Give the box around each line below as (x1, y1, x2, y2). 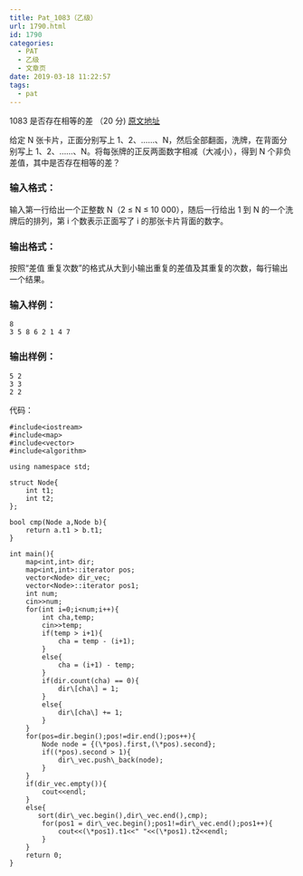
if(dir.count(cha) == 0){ (42, 676, 140, 685)
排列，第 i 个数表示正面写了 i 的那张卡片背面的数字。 (33, 215, 229, 226)
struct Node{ (9, 477, 59, 487)
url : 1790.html (9, 22, 67, 31)
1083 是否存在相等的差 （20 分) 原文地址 (9, 115, 161, 126)
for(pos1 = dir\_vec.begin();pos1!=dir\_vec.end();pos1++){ (42, 819, 273, 828)
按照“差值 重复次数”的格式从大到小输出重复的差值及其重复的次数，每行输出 (9, 263, 289, 274)
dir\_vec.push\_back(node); (57, 756, 165, 765)
